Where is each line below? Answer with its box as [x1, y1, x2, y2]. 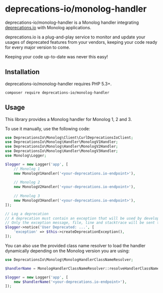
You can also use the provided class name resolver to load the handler [5, 242, 146, 248]
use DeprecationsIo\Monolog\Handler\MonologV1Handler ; [5, 139, 118, 144]
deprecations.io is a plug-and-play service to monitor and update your [5, 34, 146, 40]
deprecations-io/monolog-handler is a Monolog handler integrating [5, 19, 139, 25]
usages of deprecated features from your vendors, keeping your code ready [5, 39, 158, 45]
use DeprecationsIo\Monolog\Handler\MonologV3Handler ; [5, 149, 118, 154]
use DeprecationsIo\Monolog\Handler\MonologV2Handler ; [5, 144, 118, 149]
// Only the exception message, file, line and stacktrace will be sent [5, 220, 155, 225]
